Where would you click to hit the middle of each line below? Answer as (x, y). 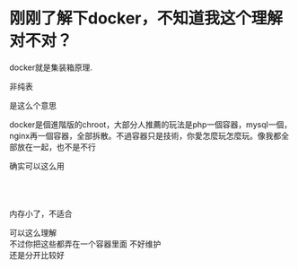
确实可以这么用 (37, 166)
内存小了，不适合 (41, 213)
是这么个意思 (33, 105)
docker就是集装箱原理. (51, 67)
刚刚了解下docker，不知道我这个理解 (146, 18)
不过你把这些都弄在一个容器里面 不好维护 (85, 244)
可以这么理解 (33, 232)
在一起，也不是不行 (60, 147)
